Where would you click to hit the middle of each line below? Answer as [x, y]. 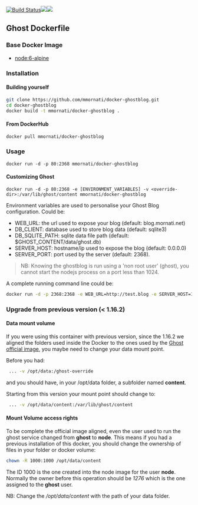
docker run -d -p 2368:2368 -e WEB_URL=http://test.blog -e [82, 295]
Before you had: [26, 361]
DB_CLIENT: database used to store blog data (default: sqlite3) [90, 229]
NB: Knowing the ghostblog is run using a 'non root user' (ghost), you [105, 266]
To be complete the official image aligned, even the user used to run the [93, 431]
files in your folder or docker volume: [51, 450]
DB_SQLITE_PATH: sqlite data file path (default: [72, 236]
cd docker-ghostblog [32, 105]
